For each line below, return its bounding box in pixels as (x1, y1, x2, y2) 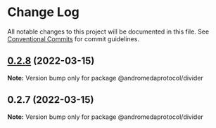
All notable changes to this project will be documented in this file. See (7, 27, 210, 36)
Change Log (7, 4, 80, 20)
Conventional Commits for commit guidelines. (7, 34, 139, 43)
